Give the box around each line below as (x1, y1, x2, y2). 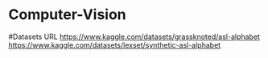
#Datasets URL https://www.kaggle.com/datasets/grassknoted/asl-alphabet (8, 32, 260, 41)
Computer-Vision (8, 6, 126, 24)
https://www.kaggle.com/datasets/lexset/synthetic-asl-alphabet (8, 40, 221, 49)
